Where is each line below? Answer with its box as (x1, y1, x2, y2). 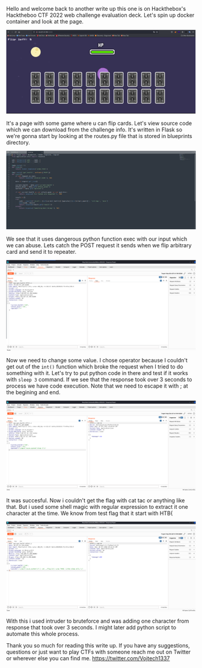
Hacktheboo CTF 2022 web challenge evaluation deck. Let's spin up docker (6, 11, 195, 19)
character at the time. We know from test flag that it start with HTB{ (6, 509, 173, 517)
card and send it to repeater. (6, 248, 77, 256)
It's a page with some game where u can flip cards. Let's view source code (6, 119, 192, 127)
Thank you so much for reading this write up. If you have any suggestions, (6, 641, 191, 649)
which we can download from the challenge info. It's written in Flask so (6, 126, 182, 133)
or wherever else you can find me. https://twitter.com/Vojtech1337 (6, 654, 170, 662)
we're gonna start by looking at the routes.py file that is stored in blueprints (6, 132, 192, 139)
